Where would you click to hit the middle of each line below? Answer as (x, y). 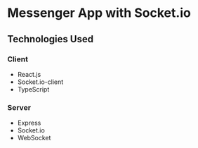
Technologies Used (50, 39)
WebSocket (34, 138)
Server (19, 107)
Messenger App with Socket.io (99, 13)
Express (29, 123)
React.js (29, 74)
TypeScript (33, 89)
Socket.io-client (40, 82)
